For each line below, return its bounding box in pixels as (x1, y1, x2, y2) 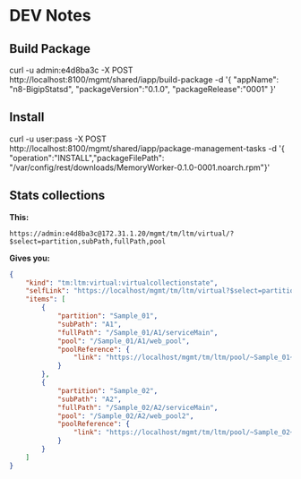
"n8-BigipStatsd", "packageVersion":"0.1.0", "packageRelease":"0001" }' (9, 84, 276, 94)
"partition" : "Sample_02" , (56, 386, 159, 395)
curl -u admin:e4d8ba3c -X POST (9, 64, 133, 75)
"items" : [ (25, 295, 66, 304)
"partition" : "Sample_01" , (56, 312, 159, 321)
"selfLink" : (25, 287, 70, 295)
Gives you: (9, 252, 51, 263)
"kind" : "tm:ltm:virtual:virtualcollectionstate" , (25, 278, 219, 287)
